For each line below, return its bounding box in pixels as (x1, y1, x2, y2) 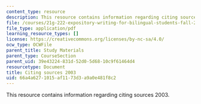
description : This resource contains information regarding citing (6, 14, 178, 20)
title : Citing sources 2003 (6, 70, 77, 75)
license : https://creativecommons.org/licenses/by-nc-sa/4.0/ (6, 36, 165, 42)
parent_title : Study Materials (6, 48, 84, 53)
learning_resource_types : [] (6, 31, 79, 37)
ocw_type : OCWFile (6, 42, 52, 48)
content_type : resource (6, 8, 66, 15)
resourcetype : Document (6, 64, 66, 70)
